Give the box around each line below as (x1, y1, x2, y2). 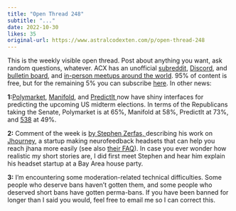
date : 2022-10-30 (7, 23, 59, 31)
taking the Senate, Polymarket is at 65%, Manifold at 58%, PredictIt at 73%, (7, 108, 229, 117)
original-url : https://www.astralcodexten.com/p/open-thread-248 (7, 37, 205, 44)
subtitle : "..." (7, 17, 55, 24)
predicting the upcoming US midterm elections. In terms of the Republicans (7, 100, 228, 109)
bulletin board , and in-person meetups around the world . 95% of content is (7, 72, 227, 80)
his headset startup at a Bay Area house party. (7, 159, 144, 168)
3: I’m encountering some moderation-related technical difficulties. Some (7, 173, 222, 182)
